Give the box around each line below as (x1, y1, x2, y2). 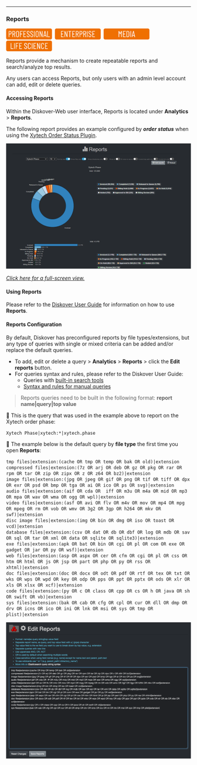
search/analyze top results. (6, 63, 72, 71)
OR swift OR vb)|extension (6, 594, 72, 600)
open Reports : (6, 447, 42, 454)
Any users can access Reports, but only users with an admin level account (6, 75, 186, 82)
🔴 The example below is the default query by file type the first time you (6, 440, 179, 447)
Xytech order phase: (6, 418, 56, 425)
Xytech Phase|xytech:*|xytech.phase (6, 430, 96, 436)
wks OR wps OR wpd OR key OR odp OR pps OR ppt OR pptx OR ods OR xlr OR (6, 576, 191, 582)
